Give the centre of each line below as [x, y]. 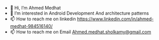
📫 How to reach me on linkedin [43, 19]
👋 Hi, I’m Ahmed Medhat [35, 8]
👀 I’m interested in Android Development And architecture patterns [79, 13]
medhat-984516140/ [31, 26]
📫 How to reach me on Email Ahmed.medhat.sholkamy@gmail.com [81, 32]
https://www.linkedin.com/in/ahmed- [115, 19]
